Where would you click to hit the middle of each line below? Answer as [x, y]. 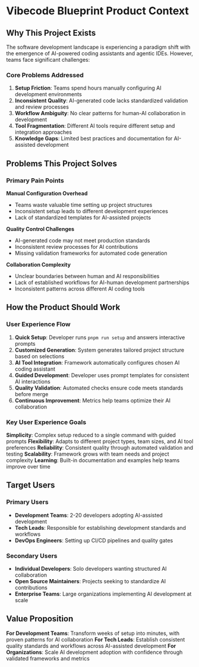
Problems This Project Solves [62, 164]
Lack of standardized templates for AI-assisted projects [83, 217]
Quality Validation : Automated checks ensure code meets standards [99, 388]
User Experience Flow [38, 324]
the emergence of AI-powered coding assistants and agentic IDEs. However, [99, 53]
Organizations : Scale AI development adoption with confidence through [94, 652]
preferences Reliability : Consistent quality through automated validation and [100, 447]
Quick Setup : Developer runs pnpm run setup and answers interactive [100, 337]
